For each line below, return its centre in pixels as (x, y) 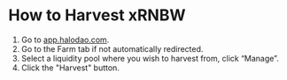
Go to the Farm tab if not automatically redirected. (112, 48)
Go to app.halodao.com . (65, 40)
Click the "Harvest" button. (70, 68)
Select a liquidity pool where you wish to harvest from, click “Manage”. (150, 58)
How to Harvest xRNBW (97, 15)
